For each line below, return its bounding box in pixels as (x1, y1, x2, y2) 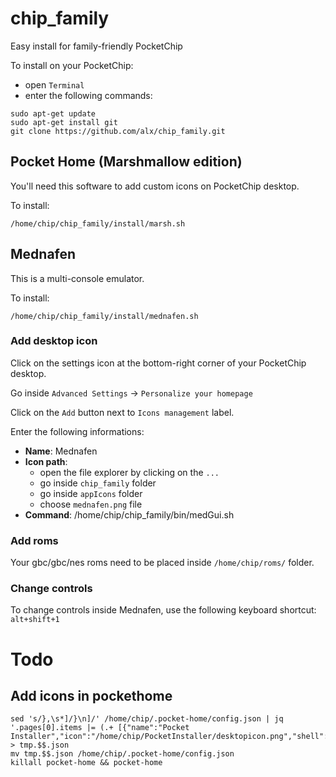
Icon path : (24, 455, 68, 467)
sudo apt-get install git (10, 117, 118, 127)
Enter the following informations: (10, 425, 145, 437)
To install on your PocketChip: (10, 59, 134, 71)
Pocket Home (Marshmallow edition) (10, 153, 243, 171)
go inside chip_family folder (39, 477, 157, 489)
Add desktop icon (10, 334, 98, 348)
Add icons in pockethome (10, 688, 173, 705)
